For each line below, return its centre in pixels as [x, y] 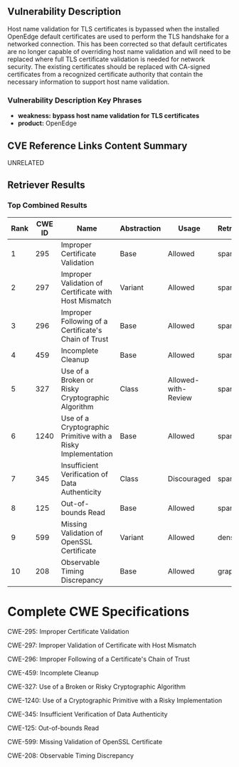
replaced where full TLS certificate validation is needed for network [106, 59]
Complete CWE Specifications [99, 612]
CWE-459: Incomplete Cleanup [53, 672]
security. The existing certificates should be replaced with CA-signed [109, 66]
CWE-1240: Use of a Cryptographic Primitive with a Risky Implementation [115, 700]
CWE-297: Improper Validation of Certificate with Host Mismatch [102, 645]
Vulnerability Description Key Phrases [75, 100]
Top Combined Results [47, 206]
